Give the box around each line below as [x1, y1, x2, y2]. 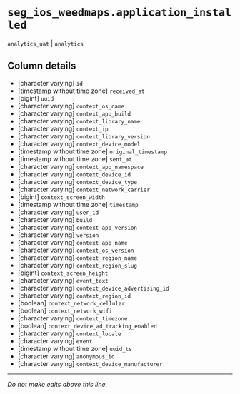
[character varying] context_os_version [17, 246, 134, 254]
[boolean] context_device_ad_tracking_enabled [17, 321, 157, 330]
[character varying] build [17, 215, 93, 223]
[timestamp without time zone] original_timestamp [17, 147, 168, 156]
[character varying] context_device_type [17, 177, 138, 186]
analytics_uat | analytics [7, 39, 84, 48]
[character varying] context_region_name [17, 253, 138, 262]
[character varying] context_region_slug [17, 261, 138, 269]
